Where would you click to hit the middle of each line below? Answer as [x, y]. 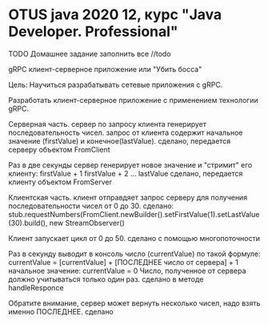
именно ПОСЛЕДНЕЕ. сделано [61, 311]
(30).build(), [28, 223]
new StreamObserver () [87, 223]
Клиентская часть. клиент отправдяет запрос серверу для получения [128, 197]
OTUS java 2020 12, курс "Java [115, 15]
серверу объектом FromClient [59, 149]
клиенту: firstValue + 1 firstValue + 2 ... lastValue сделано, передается [126, 173]
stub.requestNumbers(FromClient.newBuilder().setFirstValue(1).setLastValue [134, 214]
